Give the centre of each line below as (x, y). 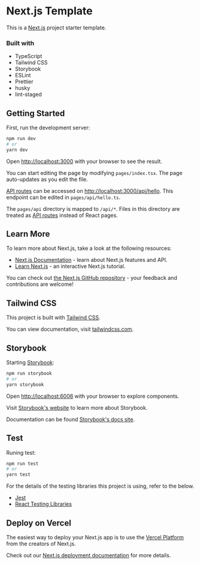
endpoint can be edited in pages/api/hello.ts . (63, 197)
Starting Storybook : (31, 362)
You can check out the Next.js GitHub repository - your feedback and (92, 278)
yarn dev (17, 150)
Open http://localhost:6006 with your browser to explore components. (93, 396)
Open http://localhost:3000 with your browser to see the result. (84, 161)
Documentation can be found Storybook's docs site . (71, 419)
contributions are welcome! (40, 284)
